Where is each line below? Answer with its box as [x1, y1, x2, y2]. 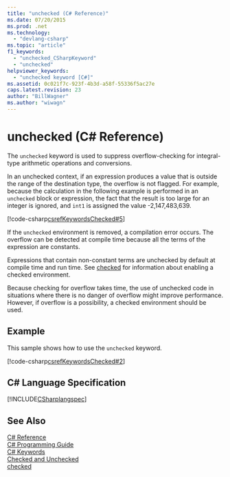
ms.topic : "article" [7, 42, 67, 49]
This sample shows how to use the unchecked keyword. [7, 344, 163, 352]
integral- [196, 152, 221, 160]
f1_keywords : [7, 49, 45, 56]
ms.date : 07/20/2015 [7, 16, 67, 23]
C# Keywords [7, 447, 46, 456]
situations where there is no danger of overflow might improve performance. [7, 291, 224, 299]
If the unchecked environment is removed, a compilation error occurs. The [7, 228, 214, 236]
